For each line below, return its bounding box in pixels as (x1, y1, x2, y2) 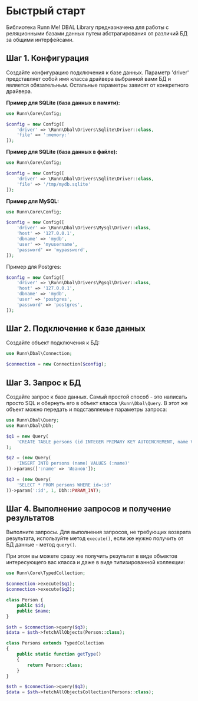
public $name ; (16, 608, 51, 614)
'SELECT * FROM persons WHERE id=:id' (16, 482, 112, 488)
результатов (6, 513, 55, 523)
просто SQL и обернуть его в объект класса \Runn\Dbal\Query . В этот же (6, 400, 189, 406)
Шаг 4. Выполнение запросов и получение (6, 504, 171, 514)
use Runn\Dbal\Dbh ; (6, 423, 54, 429)
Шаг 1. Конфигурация (6, 53, 90, 63)
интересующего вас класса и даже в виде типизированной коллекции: (6, 559, 186, 566)
